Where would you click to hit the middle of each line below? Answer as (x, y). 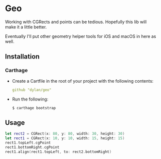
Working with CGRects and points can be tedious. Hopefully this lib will (76, 22)
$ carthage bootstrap (34, 108)
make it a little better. (26, 27)
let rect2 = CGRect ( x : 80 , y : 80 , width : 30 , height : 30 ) (65, 134)
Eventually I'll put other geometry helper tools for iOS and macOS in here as (80, 36)
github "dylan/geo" (32, 90)
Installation (22, 57)
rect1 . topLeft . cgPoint (28, 143)
